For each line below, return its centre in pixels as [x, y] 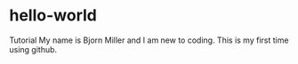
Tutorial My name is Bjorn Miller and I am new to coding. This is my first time [149, 40]
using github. [33, 49]
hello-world [53, 16]
